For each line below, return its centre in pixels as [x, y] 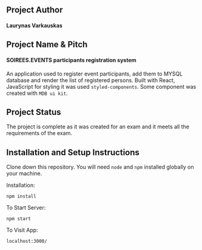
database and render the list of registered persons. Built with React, [91, 80]
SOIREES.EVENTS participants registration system [71, 60]
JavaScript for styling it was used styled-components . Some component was [101, 86]
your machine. [24, 173]
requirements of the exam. [39, 133]
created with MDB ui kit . [37, 93]
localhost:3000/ [27, 241]
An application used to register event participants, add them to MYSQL [95, 74]
